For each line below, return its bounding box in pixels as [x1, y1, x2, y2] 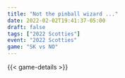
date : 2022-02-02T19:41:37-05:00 [7, 17, 106, 24]
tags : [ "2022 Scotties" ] [7, 30, 81, 38]
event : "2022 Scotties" [7, 37, 78, 44]
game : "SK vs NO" [7, 43, 59, 50]
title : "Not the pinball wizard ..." [7, 10, 119, 18]
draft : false [7, 23, 46, 30]
